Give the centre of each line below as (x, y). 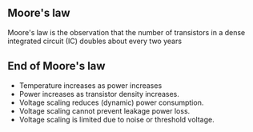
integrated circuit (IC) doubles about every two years (94, 41)
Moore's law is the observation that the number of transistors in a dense (127, 32)
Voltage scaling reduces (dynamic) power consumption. (111, 102)
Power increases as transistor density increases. (99, 94)
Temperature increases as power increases (90, 85)
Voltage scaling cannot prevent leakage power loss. (104, 110)
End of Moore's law (56, 66)
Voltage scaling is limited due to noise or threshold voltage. (116, 119)
